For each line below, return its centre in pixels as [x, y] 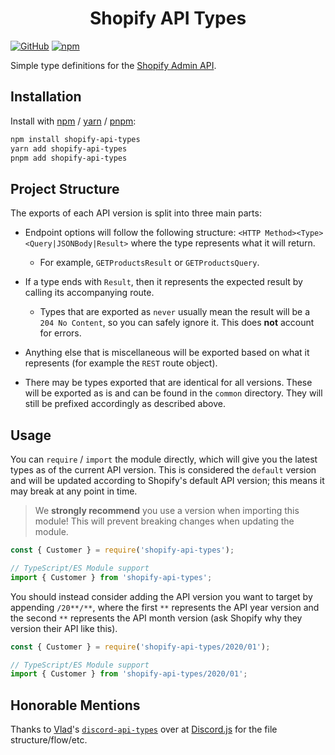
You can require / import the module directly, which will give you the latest [164, 459]
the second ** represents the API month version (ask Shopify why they [156, 618]
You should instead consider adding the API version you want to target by [161, 596]
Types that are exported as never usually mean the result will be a [175, 312]
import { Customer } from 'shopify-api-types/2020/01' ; [129, 674]
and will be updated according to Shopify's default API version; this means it [167, 480]
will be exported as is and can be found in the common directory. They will [173, 393]
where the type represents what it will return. [223, 243]
